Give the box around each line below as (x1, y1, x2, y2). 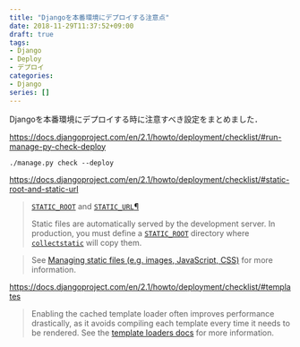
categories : (9, 72, 54, 80)
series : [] (9, 88, 50, 97)
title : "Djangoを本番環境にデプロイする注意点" (9, 13, 170, 22)
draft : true (9, 30, 54, 38)
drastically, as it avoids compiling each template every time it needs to (30, 317, 291, 328)
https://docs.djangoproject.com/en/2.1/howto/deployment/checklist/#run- (9, 131, 282, 142)
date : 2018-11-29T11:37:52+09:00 (9, 21, 134, 30)
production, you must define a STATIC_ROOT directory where (30, 227, 250, 238)
